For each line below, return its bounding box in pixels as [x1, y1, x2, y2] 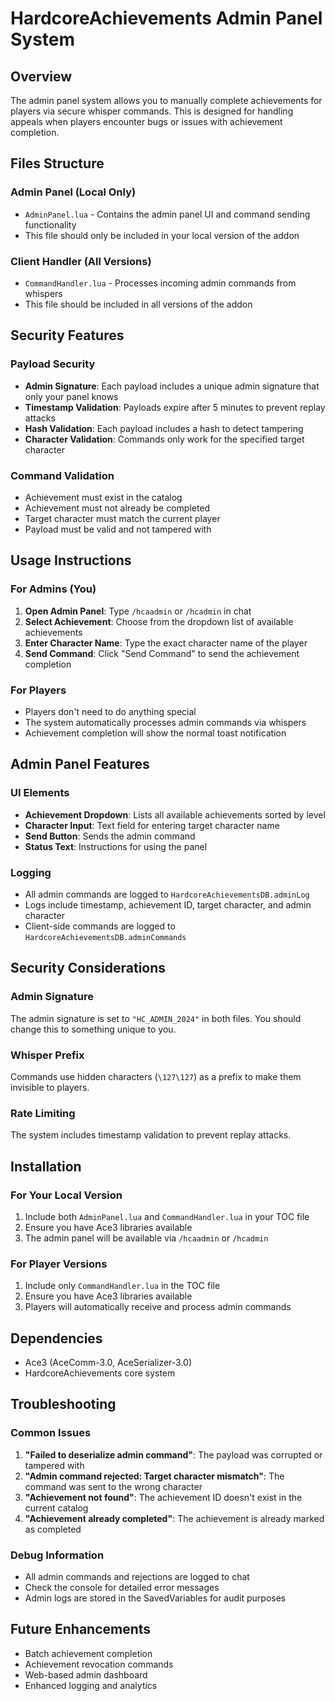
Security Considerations [10, 960, 167, 977]
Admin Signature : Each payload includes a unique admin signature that [24, 380, 320, 392]
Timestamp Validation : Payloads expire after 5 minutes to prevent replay [24, 401, 326, 413]
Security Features [10, 327, 125, 344]
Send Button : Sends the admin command [24, 830, 196, 842]
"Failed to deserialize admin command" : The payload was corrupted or [24, 1448, 323, 1461]
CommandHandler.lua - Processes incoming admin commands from [24, 277, 297, 289]
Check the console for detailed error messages [24, 1582, 220, 1593]
